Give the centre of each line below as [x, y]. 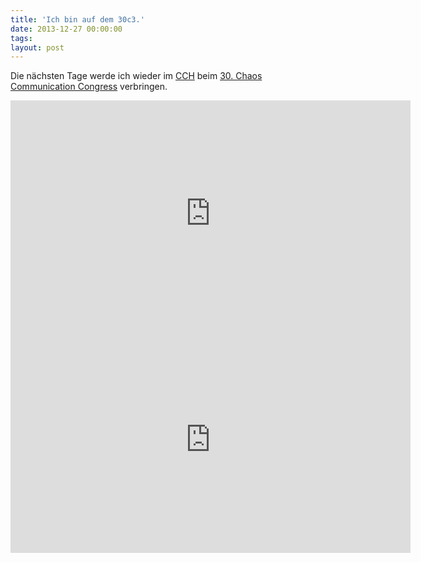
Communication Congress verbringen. [89, 87]
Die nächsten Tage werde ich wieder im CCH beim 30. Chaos [136, 76]
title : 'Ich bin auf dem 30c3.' [77, 19]
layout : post [37, 47]
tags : [21, 38]
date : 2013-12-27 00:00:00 [66, 29]
